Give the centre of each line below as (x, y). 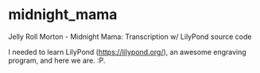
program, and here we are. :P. (57, 60)
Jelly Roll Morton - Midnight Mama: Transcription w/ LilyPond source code (130, 36)
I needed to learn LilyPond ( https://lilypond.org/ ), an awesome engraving (127, 52)
